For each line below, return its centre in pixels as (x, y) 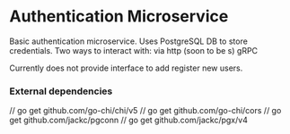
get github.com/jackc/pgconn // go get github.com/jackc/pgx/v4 (129, 120)
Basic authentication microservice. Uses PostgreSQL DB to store (129, 41)
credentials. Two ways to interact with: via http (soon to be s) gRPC (134, 50)
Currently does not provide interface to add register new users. (126, 68)
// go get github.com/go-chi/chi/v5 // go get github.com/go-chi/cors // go (145, 111)
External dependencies (61, 91)
